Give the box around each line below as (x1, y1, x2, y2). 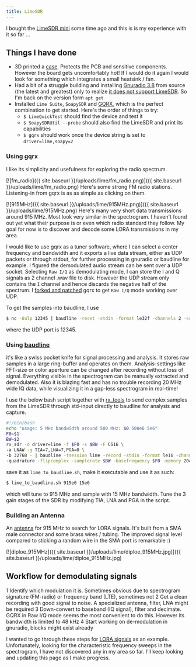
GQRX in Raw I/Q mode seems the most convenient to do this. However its (6, 611, 185, 618)
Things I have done (6, 48, 77, 58)
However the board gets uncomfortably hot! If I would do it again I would (14, 70, 189, 77)
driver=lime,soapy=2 (23, 139, 73, 145)
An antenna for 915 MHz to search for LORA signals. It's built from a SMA (6, 524, 182, 532)
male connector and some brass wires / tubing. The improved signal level (6, 531, 183, 538)
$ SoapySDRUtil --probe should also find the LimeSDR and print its (23, 119, 183, 126)
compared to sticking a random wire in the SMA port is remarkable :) (6, 537, 171, 544)
